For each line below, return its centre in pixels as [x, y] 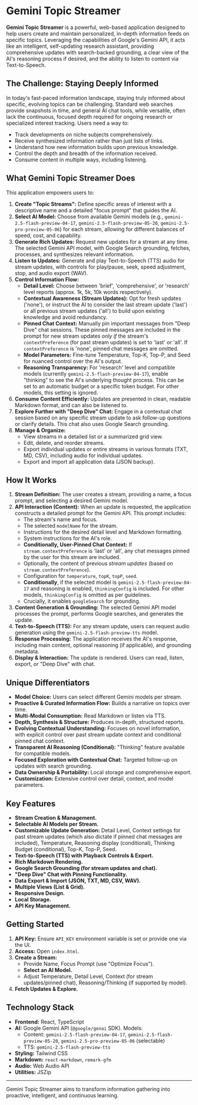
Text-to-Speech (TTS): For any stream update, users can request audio [102, 626]
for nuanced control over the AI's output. [73, 361]
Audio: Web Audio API [42, 1065]
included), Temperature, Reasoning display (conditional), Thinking [95, 843]
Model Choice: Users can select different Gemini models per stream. [98, 697]
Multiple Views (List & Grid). [50, 887]
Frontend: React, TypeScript [49, 1022]
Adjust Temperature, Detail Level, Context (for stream [88, 976]
